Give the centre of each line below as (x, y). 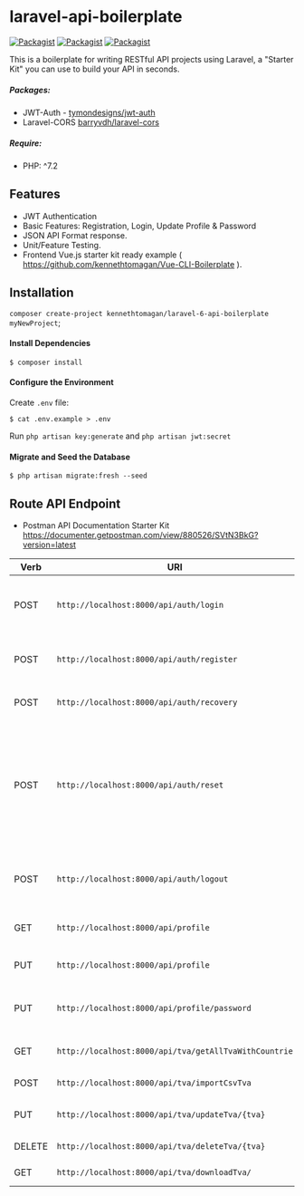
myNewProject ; (35, 323)
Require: (26, 143)
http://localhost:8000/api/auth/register (147, 659)
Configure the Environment (62, 382)
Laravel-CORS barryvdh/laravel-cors (91, 122)
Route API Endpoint (65, 503)
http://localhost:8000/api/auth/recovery (147, 702)
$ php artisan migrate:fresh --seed (78, 476)
